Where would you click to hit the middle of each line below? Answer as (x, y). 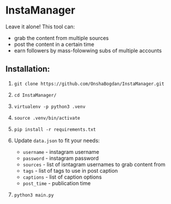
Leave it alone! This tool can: (40, 27)
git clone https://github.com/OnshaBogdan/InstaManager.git (89, 84)
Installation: (28, 69)
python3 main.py (34, 195)
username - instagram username (61, 152)
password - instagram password (61, 158)
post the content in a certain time (54, 44)
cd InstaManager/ (35, 95)
